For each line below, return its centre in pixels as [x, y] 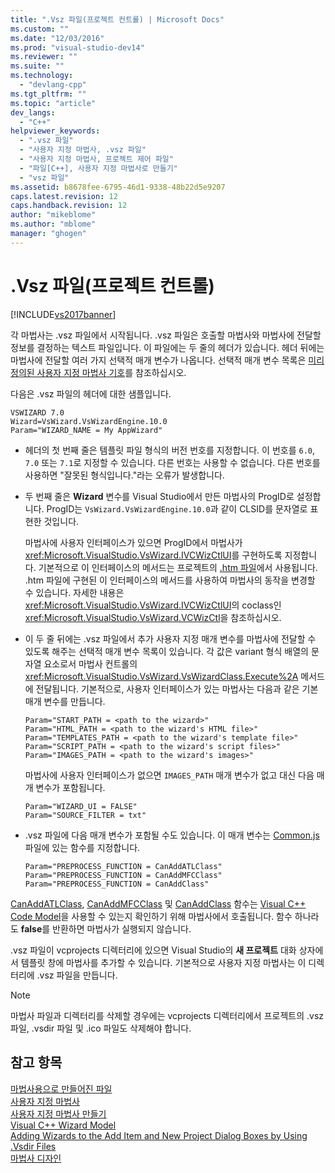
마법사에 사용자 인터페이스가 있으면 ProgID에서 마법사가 [133, 542]
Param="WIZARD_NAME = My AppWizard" [86, 430]
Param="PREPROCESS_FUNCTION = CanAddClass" [117, 884]
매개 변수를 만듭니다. [65, 701]
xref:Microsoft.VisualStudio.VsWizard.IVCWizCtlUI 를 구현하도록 [153, 555]
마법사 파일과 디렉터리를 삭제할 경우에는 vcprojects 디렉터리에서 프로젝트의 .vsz [167, 1015]
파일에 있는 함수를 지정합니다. [82, 847]
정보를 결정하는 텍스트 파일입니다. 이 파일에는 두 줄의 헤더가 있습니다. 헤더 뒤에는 [167, 347]
